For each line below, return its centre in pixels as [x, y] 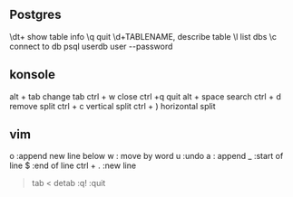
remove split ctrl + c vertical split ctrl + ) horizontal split [112, 106]
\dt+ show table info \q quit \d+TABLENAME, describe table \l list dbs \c [143, 36]
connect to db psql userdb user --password [91, 46]
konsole [33, 75]
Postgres [35, 15]
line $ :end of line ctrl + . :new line [73, 165]
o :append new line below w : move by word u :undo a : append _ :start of [146, 156]
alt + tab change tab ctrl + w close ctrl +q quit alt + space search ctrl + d [145, 96]
